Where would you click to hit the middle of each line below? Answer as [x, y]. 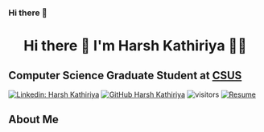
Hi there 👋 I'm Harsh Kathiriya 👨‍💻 [135, 46]
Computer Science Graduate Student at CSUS [125, 75]
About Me [33, 120]
